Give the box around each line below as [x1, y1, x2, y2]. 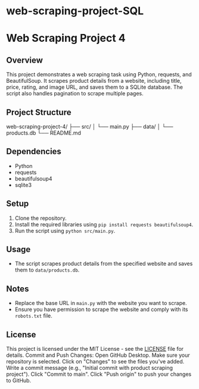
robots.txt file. [14, 312, 52, 319]
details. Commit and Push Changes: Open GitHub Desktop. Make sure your [6, 351, 190, 359]
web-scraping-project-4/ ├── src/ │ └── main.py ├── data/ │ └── [6, 123, 173, 130]
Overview [6, 55, 43, 65]
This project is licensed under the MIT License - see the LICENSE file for [6, 346, 184, 353]
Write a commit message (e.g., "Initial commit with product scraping [6, 365, 173, 372]
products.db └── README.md [6, 129, 82, 136]
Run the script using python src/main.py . [14, 227, 116, 234]
